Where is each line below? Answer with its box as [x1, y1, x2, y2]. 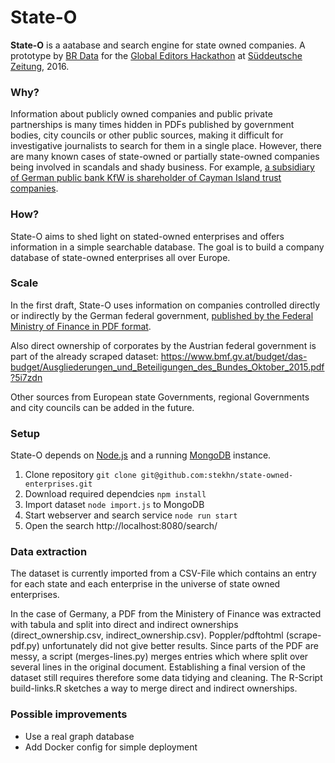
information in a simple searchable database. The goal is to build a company [10, 241, 325, 253]
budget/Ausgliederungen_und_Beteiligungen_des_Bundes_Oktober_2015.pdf [10, 361, 325, 373]
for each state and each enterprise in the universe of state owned [10, 578, 281, 590]
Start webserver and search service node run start [24, 509, 238, 521]
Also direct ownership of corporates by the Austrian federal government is [10, 339, 317, 351]
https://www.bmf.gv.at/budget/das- [160, 350, 308, 362]
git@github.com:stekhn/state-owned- [140, 471, 294, 481]
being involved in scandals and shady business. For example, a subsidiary [10, 161, 315, 173]
